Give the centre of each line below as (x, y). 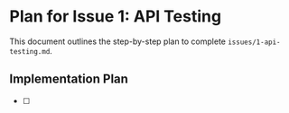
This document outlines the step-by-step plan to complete (118, 41)
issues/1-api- (254, 42)
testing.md (30, 51)
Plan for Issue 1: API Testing (116, 17)
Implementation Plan (69, 79)
